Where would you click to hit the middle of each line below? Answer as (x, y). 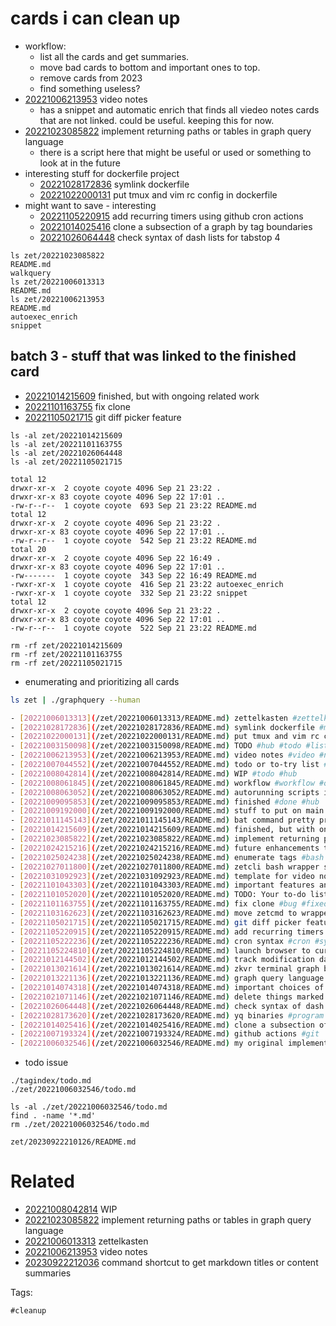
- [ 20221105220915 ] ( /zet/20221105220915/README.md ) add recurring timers (167, 932)
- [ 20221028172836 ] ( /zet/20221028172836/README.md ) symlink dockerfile (162, 727)
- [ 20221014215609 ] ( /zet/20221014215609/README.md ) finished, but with (162, 830)
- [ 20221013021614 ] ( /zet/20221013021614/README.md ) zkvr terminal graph (165, 969)
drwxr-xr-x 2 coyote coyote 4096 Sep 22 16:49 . (116, 558)
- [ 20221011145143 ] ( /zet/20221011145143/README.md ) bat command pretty (162, 820)
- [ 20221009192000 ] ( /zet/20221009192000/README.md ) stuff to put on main (167, 811)
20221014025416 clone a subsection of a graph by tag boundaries (176, 226)
